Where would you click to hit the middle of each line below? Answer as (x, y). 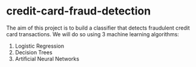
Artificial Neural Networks (47, 59)
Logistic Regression (40, 46)
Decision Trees (33, 52)
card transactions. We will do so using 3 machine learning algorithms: (93, 34)
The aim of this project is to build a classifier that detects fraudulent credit (98, 28)
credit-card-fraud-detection (78, 11)
